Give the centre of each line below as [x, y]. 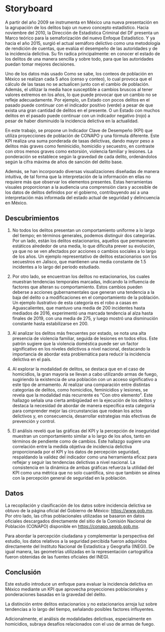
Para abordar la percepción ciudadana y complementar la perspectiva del [80, 536]
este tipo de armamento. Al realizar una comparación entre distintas [81, 385]
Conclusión [23, 572]
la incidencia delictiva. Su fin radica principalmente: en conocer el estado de [82, 53]
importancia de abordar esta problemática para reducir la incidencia [81, 354]
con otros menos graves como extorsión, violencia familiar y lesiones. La [79, 151]
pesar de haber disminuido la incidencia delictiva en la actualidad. [72, 121]
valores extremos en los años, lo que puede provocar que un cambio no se [81, 95]
